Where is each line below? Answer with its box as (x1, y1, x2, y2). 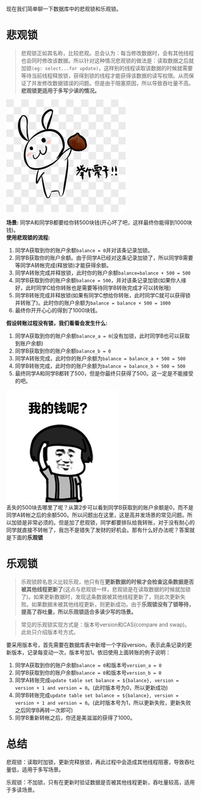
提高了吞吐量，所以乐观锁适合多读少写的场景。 (20, 608, 136, 615)
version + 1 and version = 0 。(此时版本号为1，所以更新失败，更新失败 (14, 699, 191, 706)
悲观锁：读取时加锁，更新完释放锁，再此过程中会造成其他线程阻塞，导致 (6, 758, 184, 765)
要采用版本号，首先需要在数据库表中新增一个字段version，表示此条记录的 (6, 641, 187, 648)
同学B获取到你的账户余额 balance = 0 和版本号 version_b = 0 (14, 669, 162, 676)
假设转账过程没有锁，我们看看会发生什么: (6, 319, 108, 326)
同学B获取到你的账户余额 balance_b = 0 (14, 347, 112, 354)
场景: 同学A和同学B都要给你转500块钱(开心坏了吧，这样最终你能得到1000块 (6, 219, 193, 226)
